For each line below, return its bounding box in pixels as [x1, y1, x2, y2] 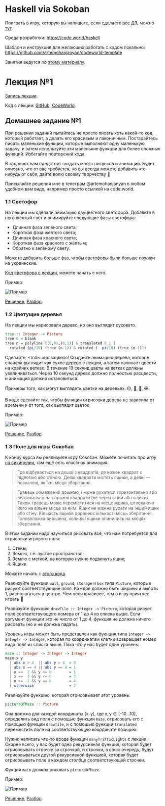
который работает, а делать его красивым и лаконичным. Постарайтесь [5, 135, 158, 141]
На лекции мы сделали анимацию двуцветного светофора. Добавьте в [5, 209, 155, 215]
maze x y [5, 656, 23, 661]
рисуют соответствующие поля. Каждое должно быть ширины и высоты [5, 585, 159, 592]
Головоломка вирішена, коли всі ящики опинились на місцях [17, 516, 146, 522]
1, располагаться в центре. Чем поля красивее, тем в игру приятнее [5, 591, 150, 597]
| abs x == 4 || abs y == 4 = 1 [9, 664, 76, 670]
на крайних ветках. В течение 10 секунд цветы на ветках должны [5, 365, 143, 371]
